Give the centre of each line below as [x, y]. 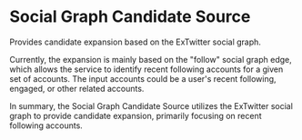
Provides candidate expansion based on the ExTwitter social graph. [136, 42]
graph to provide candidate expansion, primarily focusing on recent [136, 115]
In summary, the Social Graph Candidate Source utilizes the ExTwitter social [151, 105]
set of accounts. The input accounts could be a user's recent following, [143, 78]
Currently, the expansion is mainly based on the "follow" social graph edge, [151, 59]
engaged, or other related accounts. [77, 88]
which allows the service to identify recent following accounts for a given [146, 69]
